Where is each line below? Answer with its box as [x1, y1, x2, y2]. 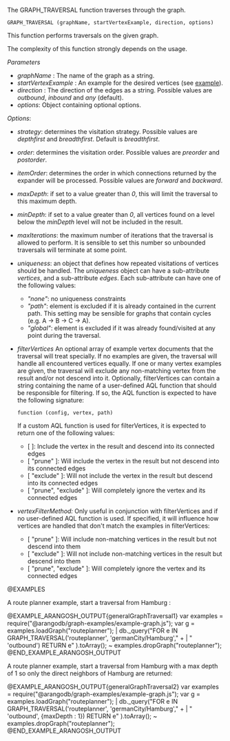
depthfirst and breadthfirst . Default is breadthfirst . [17, 135, 160, 143]
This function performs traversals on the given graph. [7, 31, 159, 39]
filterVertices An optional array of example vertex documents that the [17, 345, 213, 353]
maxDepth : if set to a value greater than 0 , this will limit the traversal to [17, 190, 218, 198]
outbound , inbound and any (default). [17, 93, 124, 102]
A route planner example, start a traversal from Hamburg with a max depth [7, 662, 218, 670]
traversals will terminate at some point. [17, 246, 127, 254]
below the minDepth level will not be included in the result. [17, 218, 183, 226]
